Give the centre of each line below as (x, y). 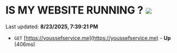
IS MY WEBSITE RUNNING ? (75, 10)
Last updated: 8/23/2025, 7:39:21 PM (52, 26)
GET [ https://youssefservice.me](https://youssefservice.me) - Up (92, 38)
